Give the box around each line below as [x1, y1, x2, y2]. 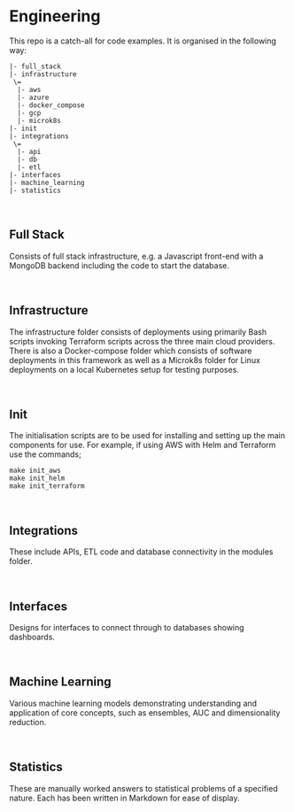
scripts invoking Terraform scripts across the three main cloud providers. [9, 336, 275, 346]
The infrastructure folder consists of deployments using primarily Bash [9, 326, 267, 337]
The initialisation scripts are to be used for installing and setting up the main [9, 430, 286, 441]
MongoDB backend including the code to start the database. [9, 259, 230, 271]
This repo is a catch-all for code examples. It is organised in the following [9, 35, 277, 46]
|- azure [17, 93, 50, 102]
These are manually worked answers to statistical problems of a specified [9, 783, 278, 793]
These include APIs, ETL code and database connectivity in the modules [9, 546, 274, 557]
